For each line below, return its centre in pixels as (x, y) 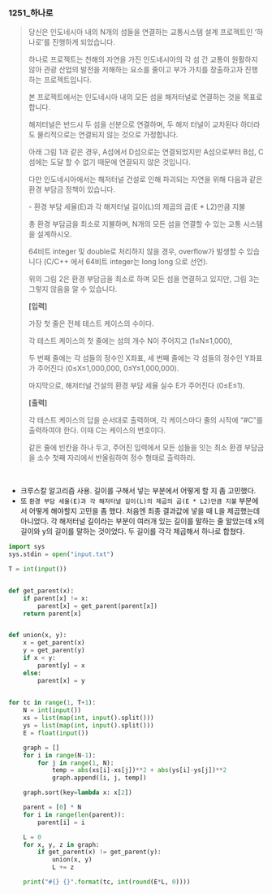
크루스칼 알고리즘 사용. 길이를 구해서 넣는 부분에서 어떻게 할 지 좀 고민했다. (138, 491)
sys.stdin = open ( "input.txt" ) (61, 554)
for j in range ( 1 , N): (76, 763)
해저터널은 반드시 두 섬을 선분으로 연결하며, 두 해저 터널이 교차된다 (133, 124)
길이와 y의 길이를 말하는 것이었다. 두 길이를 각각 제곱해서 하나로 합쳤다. (132, 532)
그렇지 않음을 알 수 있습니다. (73, 289)
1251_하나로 (31, 12)
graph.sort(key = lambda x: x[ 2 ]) (78, 793)
